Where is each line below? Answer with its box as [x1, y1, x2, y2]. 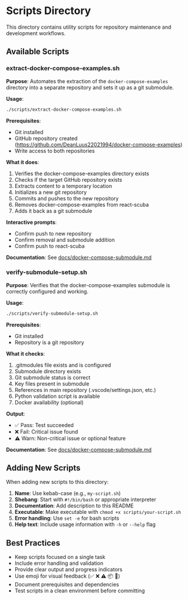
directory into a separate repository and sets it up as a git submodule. [6, 84, 174, 91]
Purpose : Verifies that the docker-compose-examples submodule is [6, 281, 170, 288]
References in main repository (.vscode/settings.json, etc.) [14, 386, 156, 393]
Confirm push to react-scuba [14, 242, 85, 250]
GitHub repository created [14, 135, 78, 142]
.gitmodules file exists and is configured [14, 362, 111, 369]
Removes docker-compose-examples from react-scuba [14, 201, 149, 208]
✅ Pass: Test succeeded [14, 421, 74, 428]
